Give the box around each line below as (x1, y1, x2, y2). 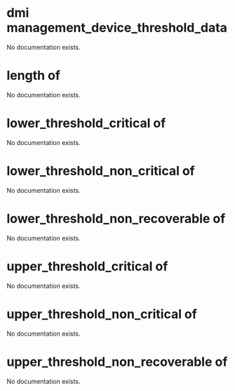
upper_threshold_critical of (6, 258, 168, 274)
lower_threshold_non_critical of (6, 163, 195, 179)
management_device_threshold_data (6, 20, 227, 36)
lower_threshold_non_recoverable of (6, 210, 226, 226)
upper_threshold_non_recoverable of (6, 354, 228, 369)
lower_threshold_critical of (6, 116, 166, 131)
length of (6, 68, 61, 83)
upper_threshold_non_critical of (6, 306, 197, 322)
